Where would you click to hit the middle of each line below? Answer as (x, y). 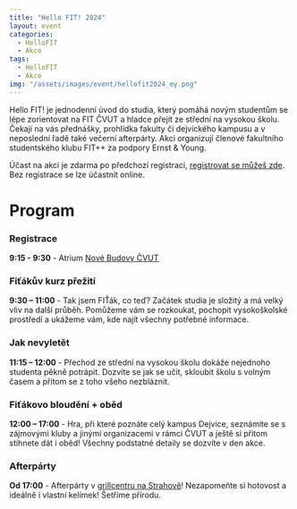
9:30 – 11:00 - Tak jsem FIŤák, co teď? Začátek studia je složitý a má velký (146, 301)
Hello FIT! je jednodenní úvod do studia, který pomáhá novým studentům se (149, 109)
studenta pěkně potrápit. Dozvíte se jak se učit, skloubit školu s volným (140, 371)
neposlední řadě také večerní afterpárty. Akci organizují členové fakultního (146, 138)
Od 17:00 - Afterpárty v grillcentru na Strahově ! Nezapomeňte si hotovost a (148, 486)
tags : (19, 59)
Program (42, 210)
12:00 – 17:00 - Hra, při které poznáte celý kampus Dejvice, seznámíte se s (148, 424)
